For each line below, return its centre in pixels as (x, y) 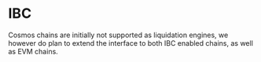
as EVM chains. (33, 51)
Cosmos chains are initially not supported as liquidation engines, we (118, 35)
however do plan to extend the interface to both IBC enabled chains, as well (131, 43)
